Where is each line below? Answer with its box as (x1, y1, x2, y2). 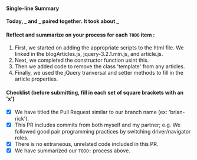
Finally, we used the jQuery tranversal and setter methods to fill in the (14, 69, 184, 76)
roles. (14, 134, 29, 141)
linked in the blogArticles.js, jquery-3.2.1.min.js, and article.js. (14, 51, 163, 58)
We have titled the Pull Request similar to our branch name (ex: (14, 108, 168, 115)
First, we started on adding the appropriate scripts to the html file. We (14, 44, 184, 51)
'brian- (168, 108, 185, 115)
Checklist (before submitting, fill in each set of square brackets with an (6, 89, 184, 96)
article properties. (14, 75, 58, 82)
